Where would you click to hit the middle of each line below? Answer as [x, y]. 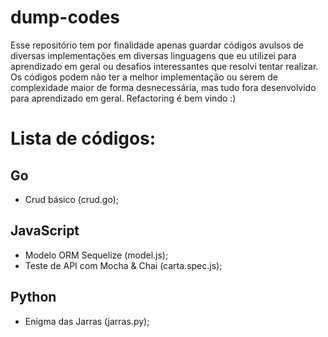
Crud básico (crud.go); [72, 199]
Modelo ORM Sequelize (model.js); [96, 255]
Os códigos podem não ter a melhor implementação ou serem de [144, 77]
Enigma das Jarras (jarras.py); [87, 321]
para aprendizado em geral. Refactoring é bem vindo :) [123, 98]
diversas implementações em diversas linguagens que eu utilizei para [153, 55]
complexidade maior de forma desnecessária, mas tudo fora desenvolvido [163, 87]
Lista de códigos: [83, 138]
